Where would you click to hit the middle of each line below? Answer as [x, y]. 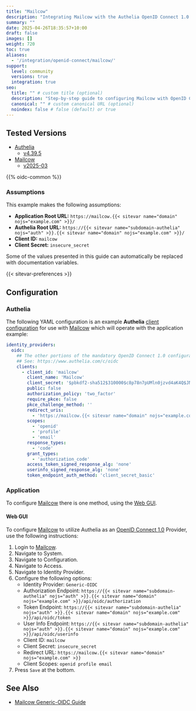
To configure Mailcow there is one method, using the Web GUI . [82, 503]
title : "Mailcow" [27, 11]
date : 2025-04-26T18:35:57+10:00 [47, 28]
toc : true [18, 50]
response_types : [47, 443]
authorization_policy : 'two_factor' [71, 394]
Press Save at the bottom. [45, 669]
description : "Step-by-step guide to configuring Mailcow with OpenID [99, 98]
